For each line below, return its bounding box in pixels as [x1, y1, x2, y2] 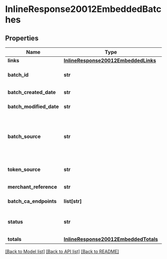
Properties [5, 34, 39, 42]
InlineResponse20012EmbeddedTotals [64, 236, 158, 243]
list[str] [64, 198, 82, 205]
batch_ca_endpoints [7, 198, 57, 205]
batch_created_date [7, 89, 56, 96]
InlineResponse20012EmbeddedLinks [64, 57, 157, 64]
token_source [7, 166, 41, 173]
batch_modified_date [7, 103, 59, 110]
